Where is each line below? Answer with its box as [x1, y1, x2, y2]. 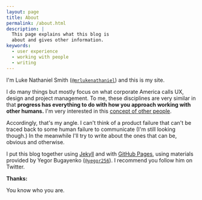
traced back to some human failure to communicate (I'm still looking [6, 125, 176, 133]
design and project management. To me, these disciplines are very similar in [6, 95, 196, 102]
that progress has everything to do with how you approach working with [6, 101, 191, 108]
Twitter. [6, 163, 25, 170]
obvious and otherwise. [6, 138, 65, 145]
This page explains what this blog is [11, 32, 110, 38]
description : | [6, 25, 45, 32]
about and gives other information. [11, 37, 104, 43]
